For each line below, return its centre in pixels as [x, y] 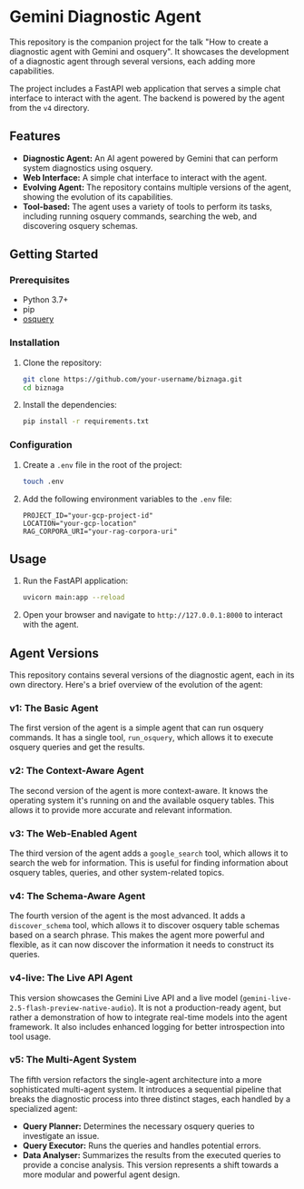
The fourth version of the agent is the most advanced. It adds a [127, 916]
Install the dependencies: [70, 405]
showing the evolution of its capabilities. [98, 196]
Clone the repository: [62, 362]
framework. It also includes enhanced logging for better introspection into [147, 1026]
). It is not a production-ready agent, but [206, 1007]
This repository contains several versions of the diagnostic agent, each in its [152, 675]
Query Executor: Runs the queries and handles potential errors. [142, 1145]
